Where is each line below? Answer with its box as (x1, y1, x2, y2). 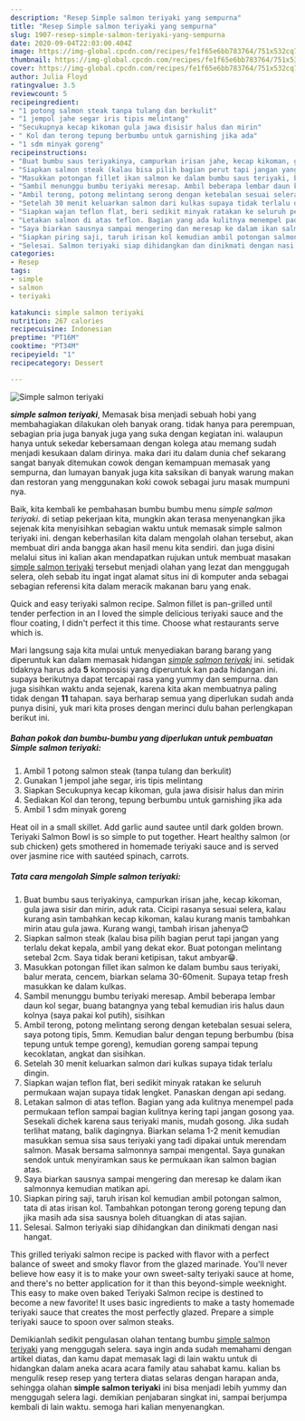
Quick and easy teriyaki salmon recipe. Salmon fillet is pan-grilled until (10, 598, 272, 608)
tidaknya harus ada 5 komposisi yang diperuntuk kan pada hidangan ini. (10, 664, 279, 675)
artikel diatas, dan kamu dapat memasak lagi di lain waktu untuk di (10, 1353, 258, 1364)
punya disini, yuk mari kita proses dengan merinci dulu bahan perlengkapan (10, 702, 293, 713)
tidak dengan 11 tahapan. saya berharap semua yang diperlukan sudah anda (10, 693, 294, 704)
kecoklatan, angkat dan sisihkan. (23, 1048, 146, 1059)
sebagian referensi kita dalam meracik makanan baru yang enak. (10, 580, 252, 591)
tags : (10, 267, 31, 276)
